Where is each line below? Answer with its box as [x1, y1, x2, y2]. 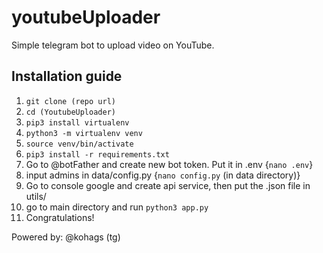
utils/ [25, 190, 47, 202]
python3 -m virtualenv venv [25, 128, 143, 138]
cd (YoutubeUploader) [25, 107, 116, 117]
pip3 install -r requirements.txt [25, 149, 170, 160]
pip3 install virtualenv [25, 117, 130, 128]
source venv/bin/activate [25, 139, 134, 149]
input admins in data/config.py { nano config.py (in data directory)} [25, 169, 301, 181]
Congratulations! [25, 211, 95, 223]
